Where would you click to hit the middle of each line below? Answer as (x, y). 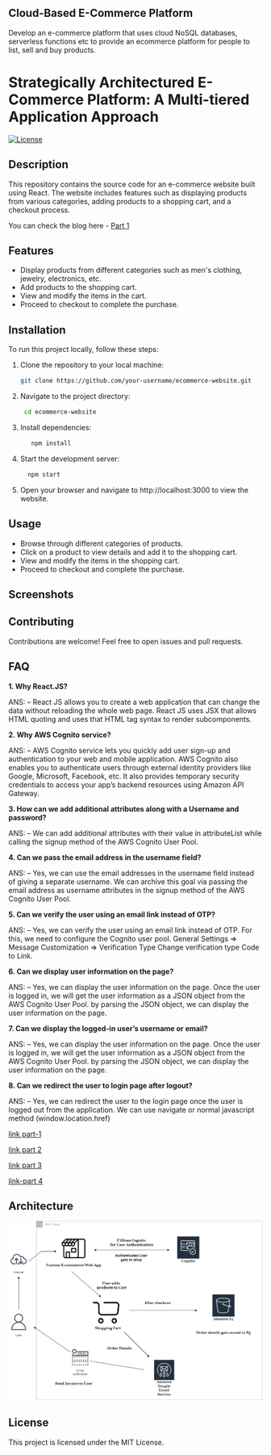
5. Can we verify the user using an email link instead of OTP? (112, 914)
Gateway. (24, 793)
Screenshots (41, 594)
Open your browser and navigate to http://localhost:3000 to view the (134, 490)
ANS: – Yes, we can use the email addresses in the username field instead (131, 873)
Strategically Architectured (102, 82)
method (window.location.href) (59, 1118)
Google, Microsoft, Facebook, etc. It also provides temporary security (124, 776)
